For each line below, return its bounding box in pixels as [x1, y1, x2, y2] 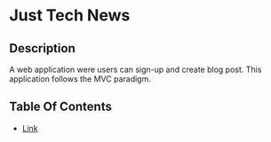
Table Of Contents [9, 99, 113, 114]
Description [9, 41, 76, 56]
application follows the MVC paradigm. [9, 74, 151, 84]
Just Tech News [9, 5, 131, 26]
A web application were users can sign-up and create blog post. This [9, 64, 262, 75]
